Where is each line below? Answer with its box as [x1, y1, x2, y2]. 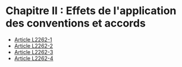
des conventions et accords [5, 16, 146, 30]
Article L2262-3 [14, 48, 54, 55]
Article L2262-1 [14, 36, 52, 43]
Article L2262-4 [14, 55, 54, 62]
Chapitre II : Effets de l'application [5, 4, 177, 18]
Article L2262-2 [14, 42, 54, 49]
